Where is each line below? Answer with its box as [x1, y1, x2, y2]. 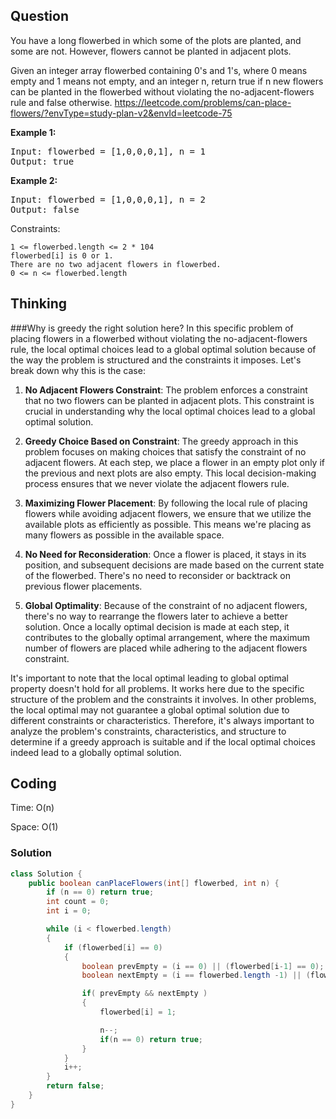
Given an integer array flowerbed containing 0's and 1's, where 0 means [10, 64, 308, 76]
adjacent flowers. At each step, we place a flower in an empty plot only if [24, 456, 325, 468]
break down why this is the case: [10, 364, 146, 376]
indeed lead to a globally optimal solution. [10, 746, 182, 758]
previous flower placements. [24, 580, 143, 592]
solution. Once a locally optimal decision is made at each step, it [24, 620, 290, 633]
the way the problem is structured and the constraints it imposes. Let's [10, 354, 302, 366]
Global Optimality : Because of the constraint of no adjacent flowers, [24, 599, 308, 611]
